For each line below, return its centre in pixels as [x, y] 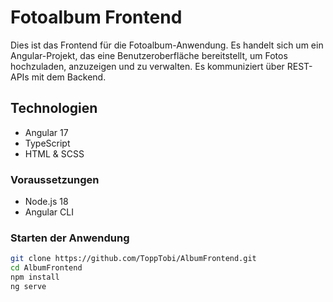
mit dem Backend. [69, 77]
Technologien [54, 108]
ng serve [28, 286]
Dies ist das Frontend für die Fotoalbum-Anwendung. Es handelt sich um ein [167, 45]
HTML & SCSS [54, 153]
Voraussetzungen [55, 179]
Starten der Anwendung [70, 238]
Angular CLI [49, 212]
